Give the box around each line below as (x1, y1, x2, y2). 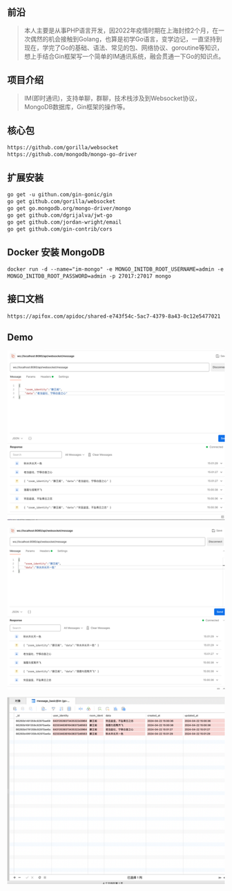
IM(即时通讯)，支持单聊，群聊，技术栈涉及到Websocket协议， (23, 94, 202, 102)
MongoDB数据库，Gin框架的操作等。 (23, 102, 129, 111)
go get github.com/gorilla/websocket (7, 198, 116, 205)
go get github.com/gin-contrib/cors (7, 226, 113, 233)
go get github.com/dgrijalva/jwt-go (7, 212, 113, 219)
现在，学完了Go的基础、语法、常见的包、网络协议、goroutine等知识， (23, 44, 223, 52)
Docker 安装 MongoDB (7, 246, 105, 258)
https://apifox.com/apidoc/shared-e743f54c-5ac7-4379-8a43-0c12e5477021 (7, 313, 221, 320)
